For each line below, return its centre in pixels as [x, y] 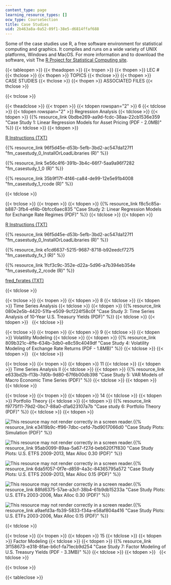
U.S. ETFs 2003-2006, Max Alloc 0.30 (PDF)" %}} [58, 495]
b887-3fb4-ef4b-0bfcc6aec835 [39, 209]
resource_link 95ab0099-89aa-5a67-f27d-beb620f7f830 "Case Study [79, 448]
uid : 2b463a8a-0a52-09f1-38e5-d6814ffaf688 [52, 29]
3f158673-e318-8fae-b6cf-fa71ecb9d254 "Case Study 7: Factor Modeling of [86, 547]
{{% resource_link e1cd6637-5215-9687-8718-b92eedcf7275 [70, 250]
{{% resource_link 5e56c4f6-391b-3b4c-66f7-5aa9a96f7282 [70, 163]
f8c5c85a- [150, 204]
